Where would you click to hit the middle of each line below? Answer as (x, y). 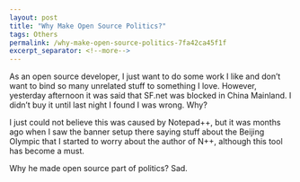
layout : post (34, 17)
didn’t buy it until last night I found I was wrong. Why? (109, 105)
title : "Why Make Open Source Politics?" (88, 26)
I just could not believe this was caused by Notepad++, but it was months (145, 123)
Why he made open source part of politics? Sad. (99, 169)
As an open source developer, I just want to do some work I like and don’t (145, 76)
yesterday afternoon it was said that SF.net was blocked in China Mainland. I (150, 96)
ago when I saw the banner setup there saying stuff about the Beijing (137, 132)
